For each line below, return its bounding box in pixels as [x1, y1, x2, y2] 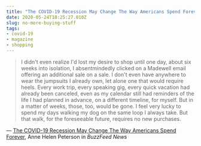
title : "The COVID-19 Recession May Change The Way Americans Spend [6, 8, 181, 15]
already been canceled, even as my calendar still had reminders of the [20, 90, 194, 97]
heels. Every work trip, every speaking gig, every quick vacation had [20, 83, 190, 91]
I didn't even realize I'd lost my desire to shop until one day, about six [20, 58, 191, 66]
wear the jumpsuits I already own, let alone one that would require [20, 77, 184, 84]
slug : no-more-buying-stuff [6, 20, 77, 26]
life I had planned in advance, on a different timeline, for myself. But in [20, 96, 193, 103]
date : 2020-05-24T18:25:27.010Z [6, 14, 87, 20]
